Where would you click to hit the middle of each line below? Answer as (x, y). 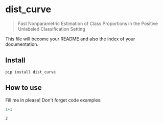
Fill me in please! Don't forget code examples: (54, 100)
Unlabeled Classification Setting (51, 29)
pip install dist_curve (31, 72)
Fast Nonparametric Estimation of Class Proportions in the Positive (88, 23)
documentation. (22, 44)
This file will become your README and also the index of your (70, 39)
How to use (24, 88)
